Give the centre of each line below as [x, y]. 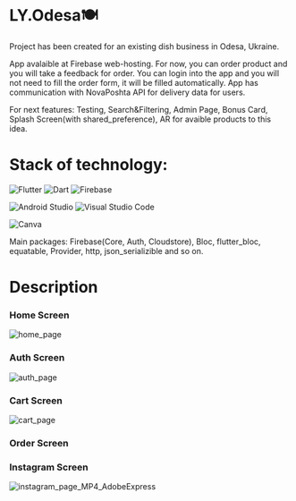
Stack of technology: [89, 165]
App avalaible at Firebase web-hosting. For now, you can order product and [148, 64]
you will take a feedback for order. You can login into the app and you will [144, 73]
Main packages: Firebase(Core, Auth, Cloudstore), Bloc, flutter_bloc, [135, 242]
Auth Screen [37, 358]
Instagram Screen [49, 467]
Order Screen [39, 443]
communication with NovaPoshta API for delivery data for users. [127, 92]
